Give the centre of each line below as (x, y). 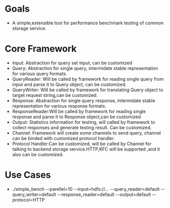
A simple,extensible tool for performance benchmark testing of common (88, 23)
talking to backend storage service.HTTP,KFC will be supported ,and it (86, 149)
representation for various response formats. (59, 106)
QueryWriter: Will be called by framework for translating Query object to (88, 90)
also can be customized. (38, 154)
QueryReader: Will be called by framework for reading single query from (88, 79)
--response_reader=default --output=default (104, 194)
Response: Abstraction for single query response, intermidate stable (84, 100)
